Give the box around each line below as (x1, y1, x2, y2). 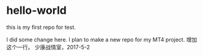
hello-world (6, 4, 67, 17)
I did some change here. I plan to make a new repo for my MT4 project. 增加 (6, 36, 197, 43)
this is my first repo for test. (6, 23, 76, 31)
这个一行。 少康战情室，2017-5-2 (6, 43, 90, 51)
